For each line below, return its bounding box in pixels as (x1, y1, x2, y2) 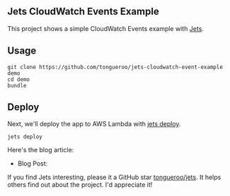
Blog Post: (17, 159, 48, 168)
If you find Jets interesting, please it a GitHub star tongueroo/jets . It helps (7, 173, 222, 182)
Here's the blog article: (7, 146, 74, 154)
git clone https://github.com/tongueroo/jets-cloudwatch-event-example (7, 63, 223, 71)
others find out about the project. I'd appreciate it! (7, 180, 153, 189)
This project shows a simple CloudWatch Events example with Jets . (7, 24, 204, 32)
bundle (7, 82, 27, 89)
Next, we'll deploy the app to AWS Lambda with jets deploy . (7, 120, 181, 128)
